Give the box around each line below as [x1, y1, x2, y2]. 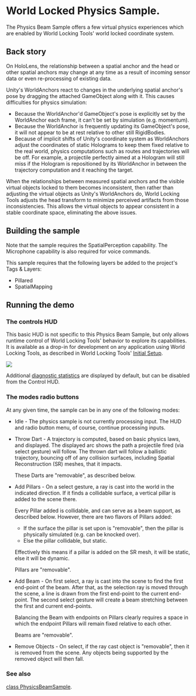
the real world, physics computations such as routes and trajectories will [14, 147, 190, 154]
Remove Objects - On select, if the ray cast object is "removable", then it [14, 643, 190, 650]
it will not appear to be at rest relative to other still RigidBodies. [14, 129, 166, 136]
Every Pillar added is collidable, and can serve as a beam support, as [14, 507, 181, 514]
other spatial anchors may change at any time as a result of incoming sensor [6, 69, 191, 76]
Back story [6, 47, 47, 57]
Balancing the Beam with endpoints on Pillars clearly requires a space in [14, 614, 189, 621]
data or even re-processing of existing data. [6, 75, 112, 82]
